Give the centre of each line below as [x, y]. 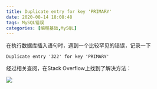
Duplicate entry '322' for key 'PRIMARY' [58, 57]
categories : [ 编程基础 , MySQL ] [41, 28]
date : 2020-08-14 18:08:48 [39, 17]
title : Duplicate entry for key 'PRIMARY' [59, 11]
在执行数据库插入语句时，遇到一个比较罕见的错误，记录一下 [78, 45]
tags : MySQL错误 [25, 22]
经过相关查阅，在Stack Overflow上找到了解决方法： [69, 68]
